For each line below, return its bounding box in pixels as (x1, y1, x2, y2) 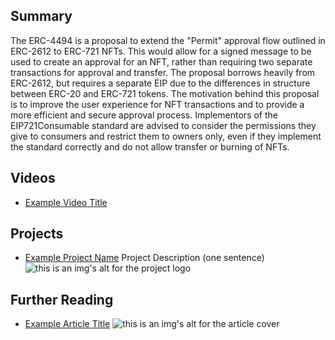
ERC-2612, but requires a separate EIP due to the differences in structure (10, 77, 311, 89)
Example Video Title (24, 196, 108, 208)
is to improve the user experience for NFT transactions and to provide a (10, 98, 305, 110)
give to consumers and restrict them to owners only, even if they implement (10, 130, 322, 142)
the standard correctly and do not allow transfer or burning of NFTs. (10, 140, 290, 153)
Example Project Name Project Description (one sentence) (24, 252, 265, 264)
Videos (10, 170, 56, 187)
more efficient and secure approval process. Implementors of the (10, 109, 278, 121)
